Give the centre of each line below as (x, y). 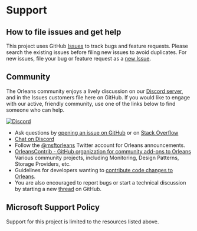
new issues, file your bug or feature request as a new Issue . (79, 58)
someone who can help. (35, 110)
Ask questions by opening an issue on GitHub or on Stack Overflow (96, 132)
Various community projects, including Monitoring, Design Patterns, (97, 158)
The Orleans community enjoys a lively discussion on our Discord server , (95, 91)
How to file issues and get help (64, 32)
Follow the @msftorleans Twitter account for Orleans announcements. (100, 145)
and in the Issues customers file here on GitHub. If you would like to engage (98, 97)
